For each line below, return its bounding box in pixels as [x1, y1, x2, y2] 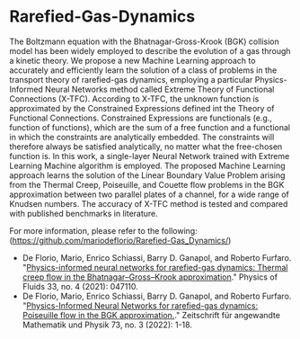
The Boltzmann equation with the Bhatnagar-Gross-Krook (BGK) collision [9, 36, 280, 47]
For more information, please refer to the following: [9, 225, 198, 236]
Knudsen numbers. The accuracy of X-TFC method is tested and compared [9, 198, 288, 209]
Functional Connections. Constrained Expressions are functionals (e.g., [9, 112, 272, 123]
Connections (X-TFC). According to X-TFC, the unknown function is [9, 93, 260, 104]
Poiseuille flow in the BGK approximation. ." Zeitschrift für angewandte [22, 309, 281, 320]
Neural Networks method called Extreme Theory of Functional [44, 84, 275, 94]
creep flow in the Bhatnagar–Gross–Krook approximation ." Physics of [22, 272, 278, 282]
